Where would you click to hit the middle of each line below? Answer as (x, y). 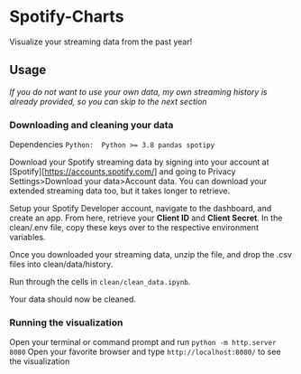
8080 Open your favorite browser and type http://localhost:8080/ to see (145, 352)
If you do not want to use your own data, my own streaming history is (138, 91)
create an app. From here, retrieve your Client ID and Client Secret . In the (146, 218)
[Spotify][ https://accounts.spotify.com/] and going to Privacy (123, 172)
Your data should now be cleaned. (73, 299)
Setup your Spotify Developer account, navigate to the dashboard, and (141, 209)
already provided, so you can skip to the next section (108, 101)
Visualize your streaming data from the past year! (101, 42)
